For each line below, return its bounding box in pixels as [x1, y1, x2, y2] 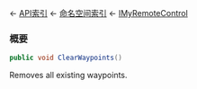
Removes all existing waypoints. [9, 70, 128, 81]
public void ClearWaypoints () [9, 53, 123, 63]
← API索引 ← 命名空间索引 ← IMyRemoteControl [9, 8, 189, 18]
